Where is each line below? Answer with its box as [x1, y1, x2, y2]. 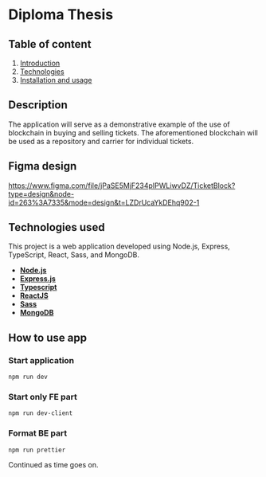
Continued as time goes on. [8, 459, 99, 469]
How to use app [8, 330, 88, 344]
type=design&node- [8, 189, 74, 198]
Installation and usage [19, 76, 92, 84]
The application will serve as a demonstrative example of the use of [8, 119, 230, 129]
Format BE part [8, 428, 68, 439]
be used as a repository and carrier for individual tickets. [8, 136, 194, 146]
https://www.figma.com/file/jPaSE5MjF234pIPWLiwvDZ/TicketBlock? [8, 181, 236, 190]
